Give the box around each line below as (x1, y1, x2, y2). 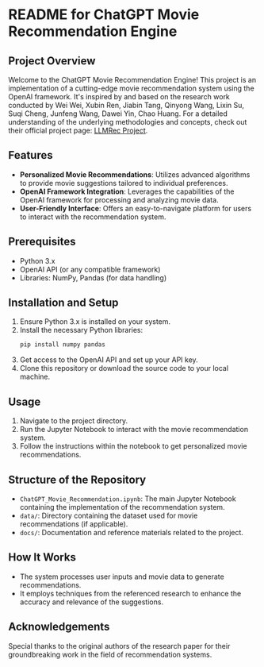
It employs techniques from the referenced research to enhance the (19, 588, 242, 598)
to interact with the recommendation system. (19, 212, 166, 222)
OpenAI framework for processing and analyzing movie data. (19, 195, 220, 204)
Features (8, 148, 53, 162)
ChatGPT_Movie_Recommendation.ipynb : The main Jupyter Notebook (19, 494, 236, 503)
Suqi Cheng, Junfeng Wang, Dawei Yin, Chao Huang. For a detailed (8, 109, 228, 118)
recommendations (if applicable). (19, 519, 128, 529)
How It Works (8, 550, 77, 565)
